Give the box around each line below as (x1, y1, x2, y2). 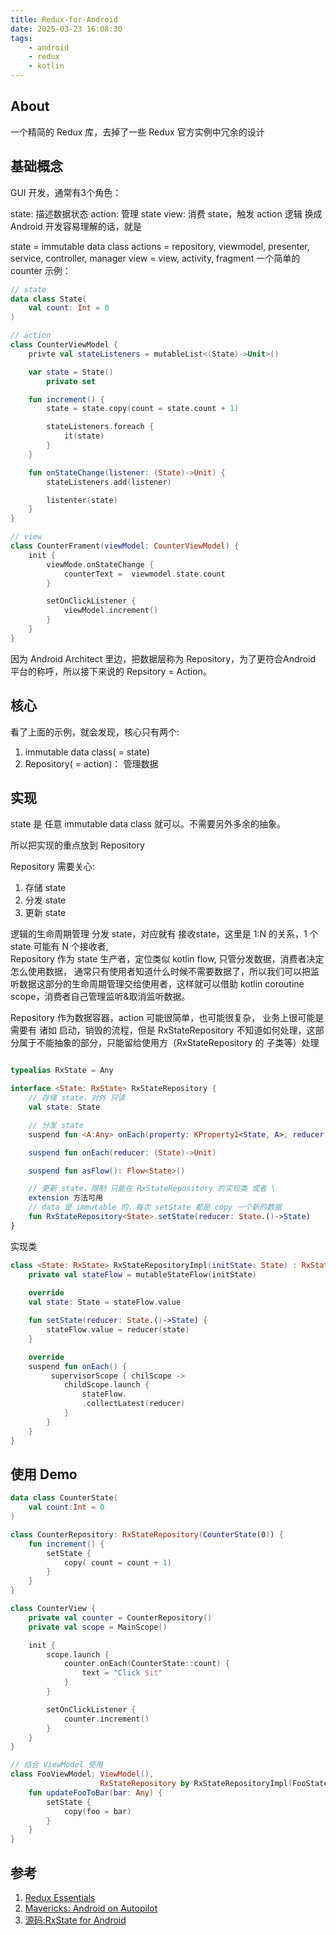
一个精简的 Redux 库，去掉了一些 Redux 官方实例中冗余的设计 (10, 126, 265, 138)
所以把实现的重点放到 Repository (10, 839, 145, 851)
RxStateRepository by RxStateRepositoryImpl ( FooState (99, 1779, 329, 1789)
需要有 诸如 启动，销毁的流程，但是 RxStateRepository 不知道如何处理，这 (10, 1024, 316, 1036)
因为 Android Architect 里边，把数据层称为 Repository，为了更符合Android (10, 652, 317, 665)
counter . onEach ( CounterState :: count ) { (63, 1659, 230, 1669)
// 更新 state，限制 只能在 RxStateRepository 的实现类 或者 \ (28, 1184, 277, 1194)
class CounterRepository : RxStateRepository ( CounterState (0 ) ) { (10, 1529, 284, 1540)
